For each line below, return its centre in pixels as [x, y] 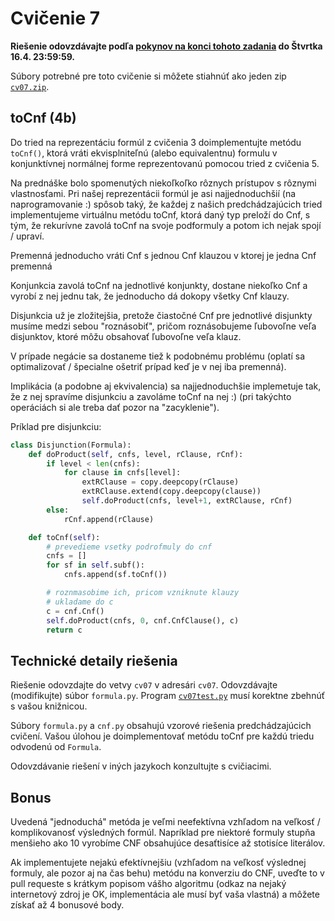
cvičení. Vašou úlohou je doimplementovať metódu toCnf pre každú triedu [162, 736]
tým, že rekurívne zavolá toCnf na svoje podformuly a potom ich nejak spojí [166, 225]
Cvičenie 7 [55, 18]
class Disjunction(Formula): [71, 445]
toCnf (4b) [43, 118]
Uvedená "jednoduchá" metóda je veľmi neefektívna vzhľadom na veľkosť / [165, 821]
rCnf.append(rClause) [109, 519]
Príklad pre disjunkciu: [56, 426]
